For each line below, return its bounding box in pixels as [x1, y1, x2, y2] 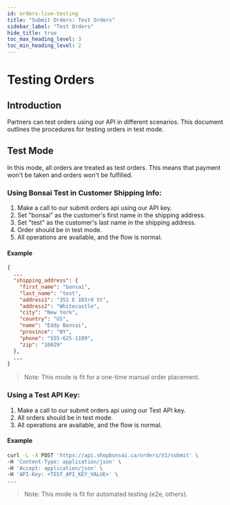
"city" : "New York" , [19, 309, 79, 316]
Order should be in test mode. [17, 226, 102, 234]
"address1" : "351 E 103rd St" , [19, 296, 109, 303]
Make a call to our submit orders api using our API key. [17, 204, 172, 212]
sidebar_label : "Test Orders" [7, 23, 94, 30]
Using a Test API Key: [7, 390, 81, 400]
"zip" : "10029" [19, 341, 63, 348]
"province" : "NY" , [19, 329, 72, 336]
